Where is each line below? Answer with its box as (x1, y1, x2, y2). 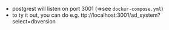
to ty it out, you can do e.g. (12, 11, 80, 19)
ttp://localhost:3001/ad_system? (81, 11, 161, 19)
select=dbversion (12, 18, 56, 25)
